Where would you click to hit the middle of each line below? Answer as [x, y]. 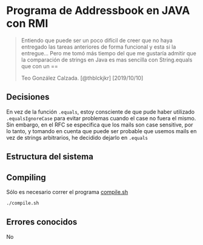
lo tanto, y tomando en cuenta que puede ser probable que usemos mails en [101, 131]
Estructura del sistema [50, 157]
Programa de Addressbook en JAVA [98, 11]
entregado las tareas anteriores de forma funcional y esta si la [98, 47]
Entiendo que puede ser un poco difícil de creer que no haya [97, 40]
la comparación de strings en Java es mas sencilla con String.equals [107, 60]
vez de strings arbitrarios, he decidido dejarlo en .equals [77, 137]
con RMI [27, 23]
